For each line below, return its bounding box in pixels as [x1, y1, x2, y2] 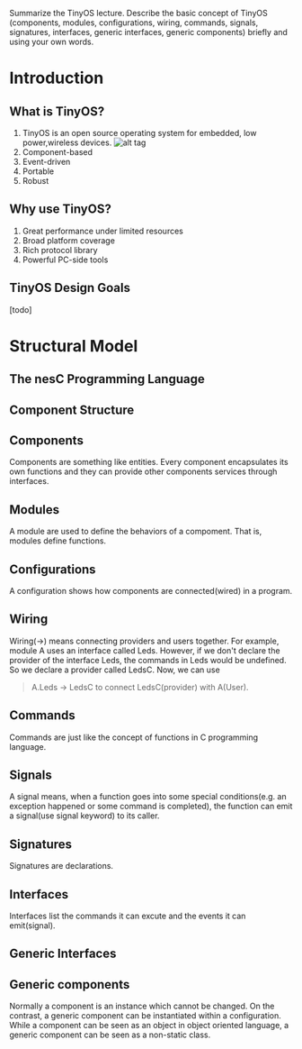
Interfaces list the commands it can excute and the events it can [9, 910, 246, 922]
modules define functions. [9, 535, 106, 546]
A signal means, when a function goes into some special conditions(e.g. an [9, 791, 287, 802]
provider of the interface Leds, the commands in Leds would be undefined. [9, 654, 287, 665]
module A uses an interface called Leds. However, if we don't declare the [9, 644, 280, 656]
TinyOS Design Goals [9, 280, 130, 296]
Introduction [9, 68, 104, 88]
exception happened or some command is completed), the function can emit [9, 801, 293, 812]
